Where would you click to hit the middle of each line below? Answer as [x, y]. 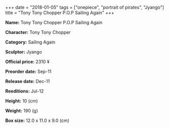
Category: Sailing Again [30, 42]
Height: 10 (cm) [22, 101]
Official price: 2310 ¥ [27, 62]
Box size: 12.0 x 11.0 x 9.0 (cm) [37, 120]
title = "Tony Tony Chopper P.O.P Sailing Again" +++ [60, 13]
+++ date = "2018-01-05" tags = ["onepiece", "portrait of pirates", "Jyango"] [85, 7]
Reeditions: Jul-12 [25, 91]
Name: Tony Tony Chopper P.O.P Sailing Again [54, 23]
